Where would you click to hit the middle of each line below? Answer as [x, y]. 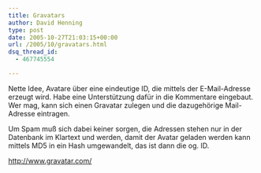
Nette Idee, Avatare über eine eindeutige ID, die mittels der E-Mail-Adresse [129, 88]
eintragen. [53, 113]
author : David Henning [45, 23]
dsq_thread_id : [33, 52]
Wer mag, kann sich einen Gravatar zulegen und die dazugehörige [116, 105]
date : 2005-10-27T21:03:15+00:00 [63, 37]
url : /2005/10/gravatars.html [58, 45]
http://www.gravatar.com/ [50, 160]
